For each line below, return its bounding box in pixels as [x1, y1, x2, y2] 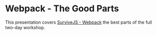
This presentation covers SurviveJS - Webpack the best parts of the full [5, 19, 153, 25]
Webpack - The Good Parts [5, 3, 119, 14]
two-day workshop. [5, 24, 46, 30]
